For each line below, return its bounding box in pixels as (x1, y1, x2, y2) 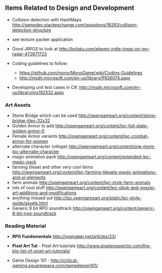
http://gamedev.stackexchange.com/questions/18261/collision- (12, 22, 138, 28)
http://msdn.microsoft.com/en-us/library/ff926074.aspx (19, 75, 130, 80)
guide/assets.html (12, 200, 49, 206)
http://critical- (50, 257, 79, 263)
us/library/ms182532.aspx (12, 89, 64, 95)
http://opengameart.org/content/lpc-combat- (58, 133, 149, 139)
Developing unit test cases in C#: (12, 84, 79, 90)
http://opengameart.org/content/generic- (72, 206, 155, 211)
